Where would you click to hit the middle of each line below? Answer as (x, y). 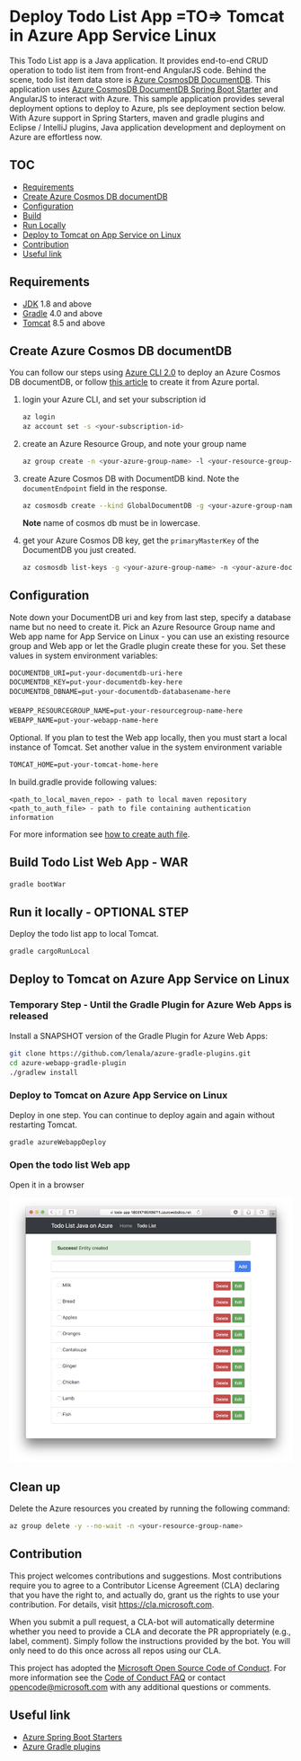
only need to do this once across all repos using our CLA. (115, 1650)
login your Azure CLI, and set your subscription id (114, 400)
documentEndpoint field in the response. (95, 488)
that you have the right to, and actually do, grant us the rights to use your (145, 1595)
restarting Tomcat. (44, 1125)
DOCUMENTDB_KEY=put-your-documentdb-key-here (96, 682)
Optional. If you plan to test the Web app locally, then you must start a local (148, 737)
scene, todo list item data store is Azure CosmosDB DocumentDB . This (140, 79)
